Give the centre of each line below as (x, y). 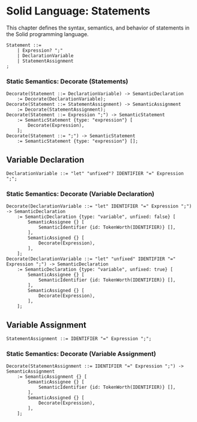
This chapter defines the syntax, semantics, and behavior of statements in (98, 28)
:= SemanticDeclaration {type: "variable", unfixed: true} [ (95, 270)
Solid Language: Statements (78, 11)
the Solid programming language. (47, 34)
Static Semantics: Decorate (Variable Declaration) (80, 194)
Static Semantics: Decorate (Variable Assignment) (81, 354)
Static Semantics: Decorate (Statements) (67, 81)
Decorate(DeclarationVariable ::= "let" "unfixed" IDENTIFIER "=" (91, 259)
